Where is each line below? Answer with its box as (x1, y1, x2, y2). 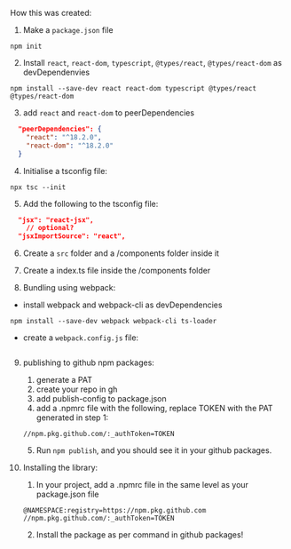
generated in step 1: (35, 412, 109, 423)
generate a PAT (35, 375, 92, 386)
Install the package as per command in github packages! (35, 529, 244, 540)
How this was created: (10, 8, 92, 18)
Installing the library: (22, 462, 98, 473)
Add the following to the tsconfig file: (22, 198, 159, 209)
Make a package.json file (22, 25, 114, 35)
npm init (10, 42, 43, 51)
